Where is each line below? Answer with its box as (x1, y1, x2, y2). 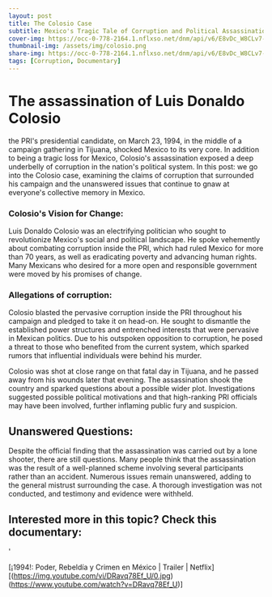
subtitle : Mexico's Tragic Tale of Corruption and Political (8, 27, 219, 35)
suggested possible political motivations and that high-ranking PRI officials (8, 392, 257, 402)
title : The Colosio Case (8, 19, 92, 28)
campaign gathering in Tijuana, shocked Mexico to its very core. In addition (8, 144, 260, 154)
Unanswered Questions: (8, 424, 134, 438)
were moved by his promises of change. (8, 269, 142, 279)
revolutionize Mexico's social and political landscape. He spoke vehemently (8, 235, 261, 245)
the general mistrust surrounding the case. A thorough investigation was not (8, 480, 262, 490)
